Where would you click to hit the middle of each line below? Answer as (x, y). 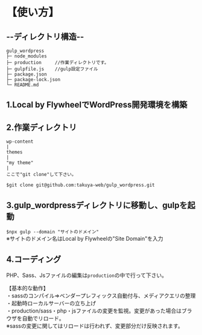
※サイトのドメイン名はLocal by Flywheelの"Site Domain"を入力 (85, 239)
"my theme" (20, 163)
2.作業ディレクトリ (42, 127)
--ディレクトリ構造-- (45, 37)
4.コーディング (34, 260)
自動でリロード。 (43, 318)
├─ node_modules (27, 56)
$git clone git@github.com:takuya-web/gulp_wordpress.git (80, 185)
